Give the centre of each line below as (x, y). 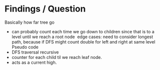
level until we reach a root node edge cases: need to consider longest (82, 37)
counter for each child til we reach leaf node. (57, 57)
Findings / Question (45, 9)
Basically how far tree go (30, 22)
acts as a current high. (34, 62)
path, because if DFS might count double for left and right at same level (83, 42)
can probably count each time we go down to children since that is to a (83, 31)
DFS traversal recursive (35, 52)
